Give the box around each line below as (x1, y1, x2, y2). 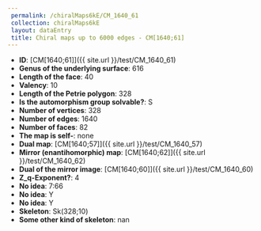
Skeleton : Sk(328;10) (18, 206, 89, 216)
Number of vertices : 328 (18, 106, 102, 116)
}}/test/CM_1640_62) (18, 156, 86, 166)
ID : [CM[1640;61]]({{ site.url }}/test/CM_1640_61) (18, 55, 176, 65)
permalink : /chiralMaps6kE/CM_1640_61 (10, 11, 139, 20)
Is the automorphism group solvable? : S (18, 97, 153, 107)
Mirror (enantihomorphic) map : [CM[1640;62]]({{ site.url (18, 148, 206, 157)
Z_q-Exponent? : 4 (18, 173, 80, 183)
